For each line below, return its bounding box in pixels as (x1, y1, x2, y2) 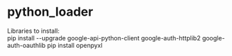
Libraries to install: (7, 27, 60, 35)
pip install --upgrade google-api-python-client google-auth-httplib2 (7, 33, 201, 42)
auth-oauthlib (7, 41, 46, 49)
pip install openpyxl (47, 41, 102, 49)
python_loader (7, 4, 93, 20)
